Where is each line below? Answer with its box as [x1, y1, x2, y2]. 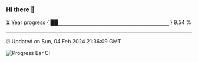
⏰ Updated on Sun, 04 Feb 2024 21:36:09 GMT [6, 38, 121, 45]
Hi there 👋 [6, 5, 35, 13]
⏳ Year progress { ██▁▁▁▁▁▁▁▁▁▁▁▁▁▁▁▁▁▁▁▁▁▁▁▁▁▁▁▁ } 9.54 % [6, 19, 192, 26]
